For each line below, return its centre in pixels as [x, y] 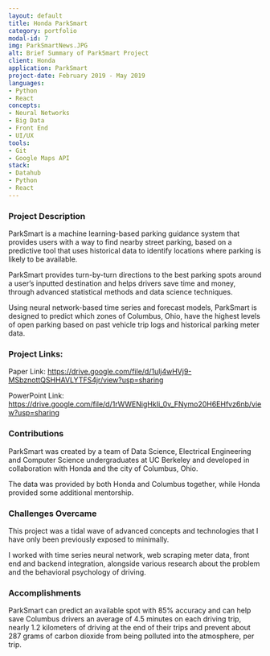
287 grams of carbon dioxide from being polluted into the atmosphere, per [131, 636]
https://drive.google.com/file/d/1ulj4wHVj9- [119, 372]
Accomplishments [45, 592]
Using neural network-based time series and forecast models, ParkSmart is [133, 307]
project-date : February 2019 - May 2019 [77, 76]
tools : [19, 143]
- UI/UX [21, 135]
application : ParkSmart [48, 68]
